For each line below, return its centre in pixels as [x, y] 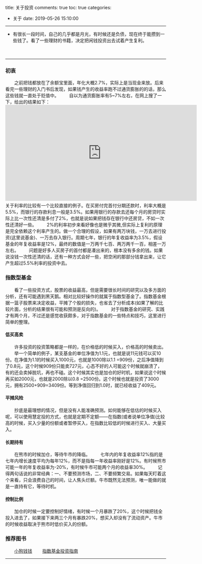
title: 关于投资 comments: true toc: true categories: [58, 7]
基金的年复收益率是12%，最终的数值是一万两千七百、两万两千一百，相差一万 [86, 244]
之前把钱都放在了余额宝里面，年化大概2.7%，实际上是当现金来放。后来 [89, 83]
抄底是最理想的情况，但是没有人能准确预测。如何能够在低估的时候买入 [88, 410]
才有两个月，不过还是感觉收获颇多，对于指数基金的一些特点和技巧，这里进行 [86, 315]
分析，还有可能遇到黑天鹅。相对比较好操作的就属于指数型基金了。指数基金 [83, 296]
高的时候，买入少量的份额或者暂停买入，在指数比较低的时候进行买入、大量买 [86, 423]
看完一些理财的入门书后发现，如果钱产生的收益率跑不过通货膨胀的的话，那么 [86, 89]
